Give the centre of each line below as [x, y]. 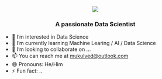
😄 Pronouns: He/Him [37, 64]
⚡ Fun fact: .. [27, 71]
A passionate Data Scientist [95, 25]
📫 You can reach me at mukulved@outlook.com [70, 56]
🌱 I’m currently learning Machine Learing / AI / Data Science [84, 43]
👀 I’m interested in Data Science [50, 37]
